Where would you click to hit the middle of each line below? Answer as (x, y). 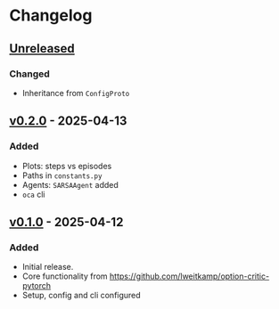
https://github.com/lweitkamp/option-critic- (190, 276)
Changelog (51, 16)
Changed (30, 74)
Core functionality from (65, 276)
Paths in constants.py (62, 175)
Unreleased (42, 49)
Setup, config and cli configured (81, 296)
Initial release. (48, 267)
